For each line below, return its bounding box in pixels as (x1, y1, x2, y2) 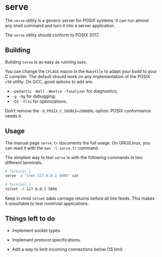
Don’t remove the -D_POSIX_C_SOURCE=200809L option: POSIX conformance (5, 108, 151, 113)
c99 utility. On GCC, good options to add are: (5, 79, 93, 84)
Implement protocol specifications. (12, 237, 81, 242)
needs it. (5, 113, 23, 119)
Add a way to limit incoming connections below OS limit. (12, 246, 124, 252)
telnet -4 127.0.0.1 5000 (5, 187, 57, 192)
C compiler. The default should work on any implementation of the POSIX (5, 73, 150, 79)
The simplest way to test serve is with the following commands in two (5, 154, 143, 160)
